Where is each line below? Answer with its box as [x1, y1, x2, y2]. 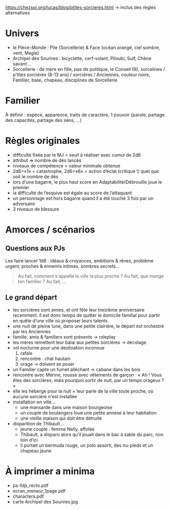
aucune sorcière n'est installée [12, 393, 77, 399]
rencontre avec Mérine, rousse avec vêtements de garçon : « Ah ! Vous [12, 372, 162, 378]
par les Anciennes [12, 328, 51, 335]
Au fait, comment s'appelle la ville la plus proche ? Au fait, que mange [17, 273, 164, 279]
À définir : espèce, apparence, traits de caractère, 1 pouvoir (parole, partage [5, 112, 165, 118]
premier [12, 184, 30, 190]
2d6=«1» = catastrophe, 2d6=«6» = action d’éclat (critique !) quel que [12, 168, 159, 174]
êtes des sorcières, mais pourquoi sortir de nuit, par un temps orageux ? [12, 377, 164, 383]
